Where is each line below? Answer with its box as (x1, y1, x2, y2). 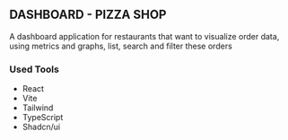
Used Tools (9, 63, 60, 75)
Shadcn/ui (22, 121, 61, 133)
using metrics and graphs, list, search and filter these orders (9, 40, 233, 51)
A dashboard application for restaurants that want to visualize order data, (9, 31, 280, 41)
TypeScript (22, 112, 64, 123)
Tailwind (22, 102, 54, 113)
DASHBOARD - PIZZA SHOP (9, 7, 167, 22)
